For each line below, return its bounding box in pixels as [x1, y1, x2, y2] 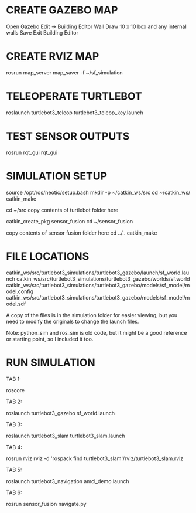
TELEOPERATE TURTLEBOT [6, 90, 142, 103]
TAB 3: [6, 420, 22, 428]
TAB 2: [6, 398, 22, 405]
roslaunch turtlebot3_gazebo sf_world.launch [6, 409, 115, 416]
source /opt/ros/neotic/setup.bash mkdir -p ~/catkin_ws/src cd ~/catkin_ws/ [6, 189, 191, 196]
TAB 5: [6, 466, 22, 473]
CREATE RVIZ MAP [6, 50, 99, 63]
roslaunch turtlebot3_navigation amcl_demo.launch [6, 477, 129, 484]
